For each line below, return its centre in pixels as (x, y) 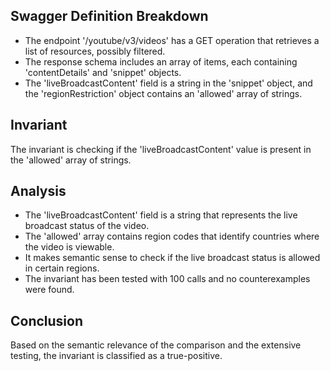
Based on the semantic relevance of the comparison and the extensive (156, 345)
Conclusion (47, 320)
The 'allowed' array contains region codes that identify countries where (172, 236)
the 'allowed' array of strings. (71, 160)
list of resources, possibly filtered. (95, 51)
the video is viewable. (69, 247)
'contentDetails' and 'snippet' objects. (103, 72)
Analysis (38, 191)
